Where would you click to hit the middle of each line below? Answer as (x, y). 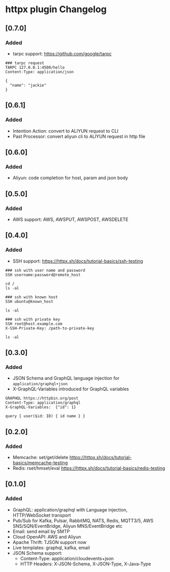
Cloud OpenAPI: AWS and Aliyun (47, 537)
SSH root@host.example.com (34, 324)
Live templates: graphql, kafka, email (51, 548)
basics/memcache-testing (40, 463)
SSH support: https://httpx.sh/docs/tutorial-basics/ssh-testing (78, 261)
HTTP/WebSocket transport (42, 515)
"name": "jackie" (28, 85)
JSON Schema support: (37, 553)
